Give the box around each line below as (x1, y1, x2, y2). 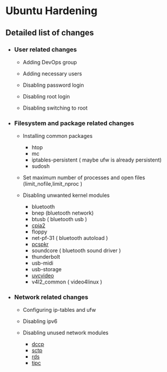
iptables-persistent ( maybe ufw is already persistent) (31, 156, 162, 163)
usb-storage (31, 266, 62, 273)
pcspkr (31, 241, 49, 248)
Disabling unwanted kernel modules (22, 192, 110, 199)
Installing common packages (22, 133, 93, 140)
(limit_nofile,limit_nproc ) (22, 180, 83, 187)
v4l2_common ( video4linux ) (31, 278, 102, 285)
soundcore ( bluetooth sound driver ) (31, 247, 121, 254)
